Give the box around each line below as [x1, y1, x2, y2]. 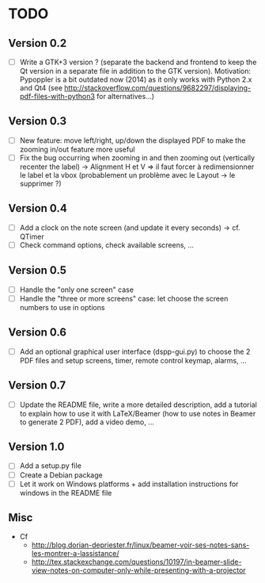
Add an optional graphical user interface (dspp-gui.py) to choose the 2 [19, 347, 251, 356]
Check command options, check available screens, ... [19, 240, 195, 250]
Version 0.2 [8, 36, 67, 50]
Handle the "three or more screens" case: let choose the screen [19, 293, 229, 303]
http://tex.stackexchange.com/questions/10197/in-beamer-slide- [31, 557, 242, 567]
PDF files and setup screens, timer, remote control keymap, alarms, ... [19, 355, 247, 365]
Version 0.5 [8, 263, 67, 278]
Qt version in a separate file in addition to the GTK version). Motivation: [19, 67, 252, 76]
